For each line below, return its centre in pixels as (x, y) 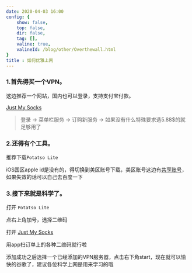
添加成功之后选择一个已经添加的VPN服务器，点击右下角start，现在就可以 (94, 257)
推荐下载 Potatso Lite (32, 157)
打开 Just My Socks (30, 232)
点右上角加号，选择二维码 (37, 220)
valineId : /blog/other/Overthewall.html (66, 50)
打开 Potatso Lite (28, 208)
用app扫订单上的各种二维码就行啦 (47, 245)
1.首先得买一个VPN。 (36, 82)
